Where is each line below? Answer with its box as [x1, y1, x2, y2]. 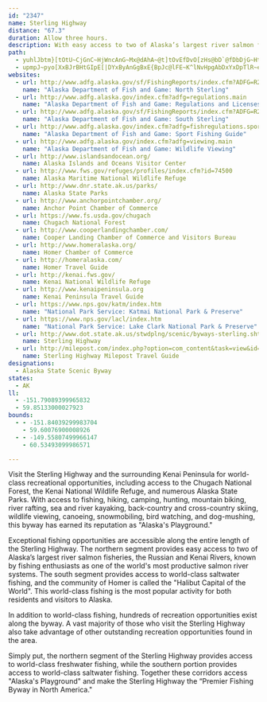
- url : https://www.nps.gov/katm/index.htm [15, 300, 161, 308]
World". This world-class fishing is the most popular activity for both [8, 587, 232, 596]
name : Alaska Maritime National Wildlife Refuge [22, 174, 187, 183]
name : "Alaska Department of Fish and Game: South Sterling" [22, 115, 229, 123]
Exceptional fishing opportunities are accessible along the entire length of [8, 536, 250, 545]
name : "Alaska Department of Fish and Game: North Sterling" [22, 85, 229, 94]
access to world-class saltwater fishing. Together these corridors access [8, 668, 248, 677]
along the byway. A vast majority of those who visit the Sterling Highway [8, 618, 246, 629]
